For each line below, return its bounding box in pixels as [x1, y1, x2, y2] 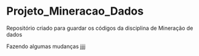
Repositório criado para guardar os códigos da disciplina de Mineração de [6, 24, 193, 32]
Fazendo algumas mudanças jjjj [6, 43, 86, 50]
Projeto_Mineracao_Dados [6, 4, 144, 18]
